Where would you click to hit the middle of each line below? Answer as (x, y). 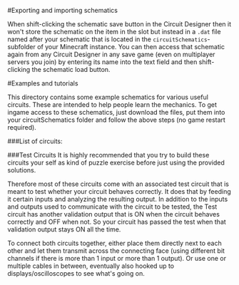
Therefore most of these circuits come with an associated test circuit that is (118, 184)
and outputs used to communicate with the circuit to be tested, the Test (112, 207)
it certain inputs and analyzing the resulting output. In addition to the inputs (118, 199)
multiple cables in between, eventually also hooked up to (91, 266)
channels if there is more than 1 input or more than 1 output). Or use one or (117, 258)
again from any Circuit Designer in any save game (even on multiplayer (111, 54)
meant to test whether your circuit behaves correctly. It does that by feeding (119, 191)
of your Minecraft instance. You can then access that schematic (131, 47)
